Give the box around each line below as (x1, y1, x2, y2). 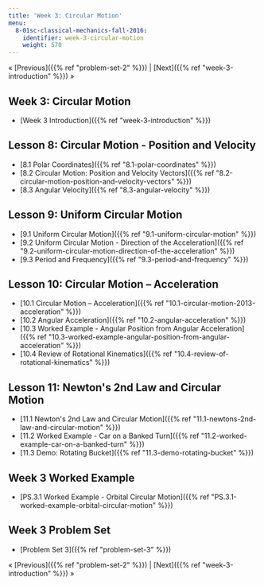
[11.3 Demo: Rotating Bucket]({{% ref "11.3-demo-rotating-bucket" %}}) (19, 448, 254, 458)
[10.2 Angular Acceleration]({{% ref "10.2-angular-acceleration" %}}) (19, 316, 247, 325)
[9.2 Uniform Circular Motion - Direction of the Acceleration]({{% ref (19, 238, 244, 247)
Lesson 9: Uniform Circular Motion (8, 208, 183, 222)
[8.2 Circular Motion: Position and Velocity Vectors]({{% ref (19, 168, 215, 177)
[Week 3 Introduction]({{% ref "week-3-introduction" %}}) (19, 115, 212, 125)
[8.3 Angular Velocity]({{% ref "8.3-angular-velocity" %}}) (19, 184, 211, 195)
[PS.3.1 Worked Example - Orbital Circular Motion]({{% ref (19, 492, 210, 502)
